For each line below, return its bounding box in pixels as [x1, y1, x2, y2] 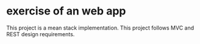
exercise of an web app [6, 4, 126, 18]
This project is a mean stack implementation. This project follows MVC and [6, 24, 195, 31]
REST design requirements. [6, 30, 75, 37]
